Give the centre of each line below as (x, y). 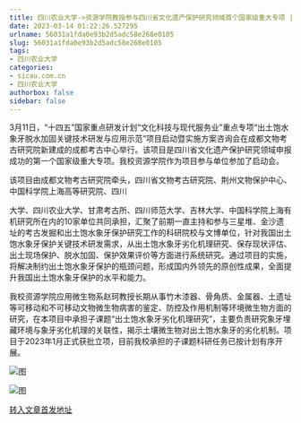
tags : (19, 51)
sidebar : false (38, 101)
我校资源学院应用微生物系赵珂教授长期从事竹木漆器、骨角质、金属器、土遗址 (150, 297)
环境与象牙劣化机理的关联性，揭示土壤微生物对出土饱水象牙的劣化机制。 (150, 330)
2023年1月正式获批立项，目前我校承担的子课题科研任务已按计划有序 (150, 341)
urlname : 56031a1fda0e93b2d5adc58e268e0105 (92, 34)
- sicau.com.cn (38, 76)
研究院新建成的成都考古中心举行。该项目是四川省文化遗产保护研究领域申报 (154, 150)
